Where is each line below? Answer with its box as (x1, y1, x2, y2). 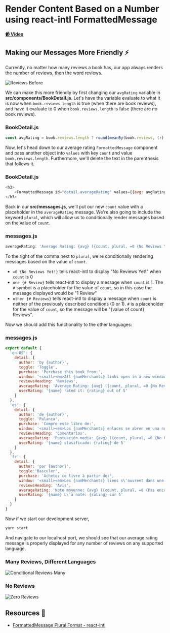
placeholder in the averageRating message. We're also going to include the (5, 209, 161, 215)
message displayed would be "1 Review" (12, 290, 97, 296)
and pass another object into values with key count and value (5, 149, 133, 156)
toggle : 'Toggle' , (18, 365, 58, 370)
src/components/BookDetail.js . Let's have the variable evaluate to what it (5, 95, 160, 101)
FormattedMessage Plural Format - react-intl (12, 622, 106, 628)
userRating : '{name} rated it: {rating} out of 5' (18, 388, 128, 394)
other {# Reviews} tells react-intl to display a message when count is (12, 295, 157, 302)
